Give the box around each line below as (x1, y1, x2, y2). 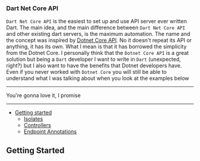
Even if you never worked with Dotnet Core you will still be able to (6, 69, 167, 76)
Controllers (23, 122, 52, 129)
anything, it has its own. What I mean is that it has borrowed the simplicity (6, 43, 187, 50)
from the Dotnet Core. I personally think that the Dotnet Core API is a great (6, 49, 189, 57)
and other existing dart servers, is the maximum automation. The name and (6, 30, 190, 38)
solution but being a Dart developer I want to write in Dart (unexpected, (6, 55, 182, 63)
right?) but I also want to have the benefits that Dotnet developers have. (6, 62, 182, 69)
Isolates (23, 115, 43, 123)
